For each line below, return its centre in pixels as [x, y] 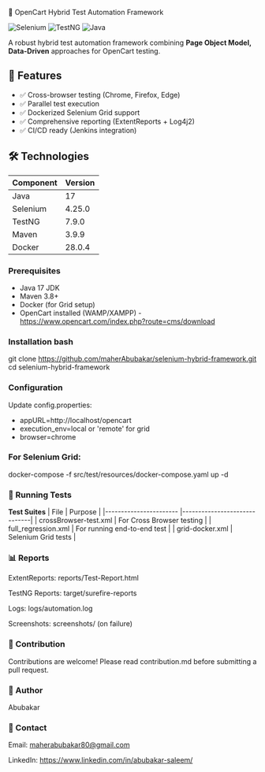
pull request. [28, 670]
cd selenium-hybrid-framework [59, 367]
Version [80, 183]
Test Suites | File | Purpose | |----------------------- [93, 512]
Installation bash [41, 341]
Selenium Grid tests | [42, 537]
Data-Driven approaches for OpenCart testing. [84, 51]
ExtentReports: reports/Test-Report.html [74, 578]
